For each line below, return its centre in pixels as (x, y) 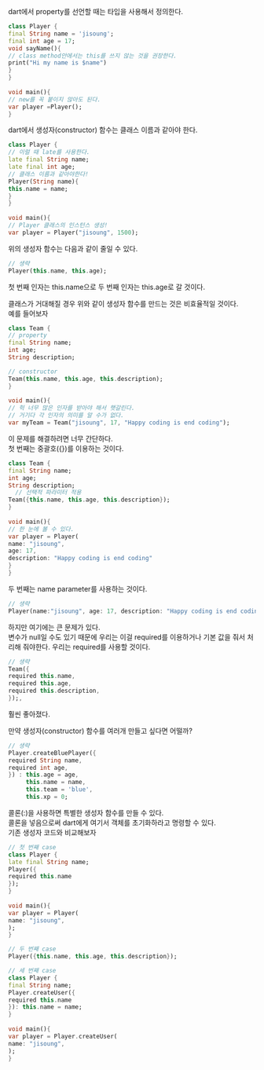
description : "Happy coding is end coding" (81, 559)
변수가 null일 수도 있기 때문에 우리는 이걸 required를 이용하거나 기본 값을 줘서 (127, 637)
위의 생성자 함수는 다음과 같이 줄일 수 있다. (73, 248)
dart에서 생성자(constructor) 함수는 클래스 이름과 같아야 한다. (103, 130)
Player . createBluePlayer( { (52, 753)
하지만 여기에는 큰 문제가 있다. (54, 627)
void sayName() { (35, 48)
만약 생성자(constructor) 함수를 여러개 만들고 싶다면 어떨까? (100, 731)
